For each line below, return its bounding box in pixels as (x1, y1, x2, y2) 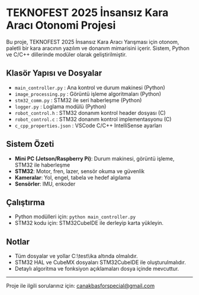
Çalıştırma (6, 197, 46, 208)
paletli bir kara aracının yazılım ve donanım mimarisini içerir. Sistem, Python (6, 45, 190, 52)
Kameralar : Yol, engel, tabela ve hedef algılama (14, 174, 131, 181)
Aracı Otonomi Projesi (6, 18, 116, 32)
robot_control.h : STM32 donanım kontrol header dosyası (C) (14, 109, 166, 116)
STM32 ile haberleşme (14, 161, 70, 168)
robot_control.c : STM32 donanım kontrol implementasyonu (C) (14, 115, 172, 123)
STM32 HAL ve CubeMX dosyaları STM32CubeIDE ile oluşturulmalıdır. (14, 259, 187, 266)
